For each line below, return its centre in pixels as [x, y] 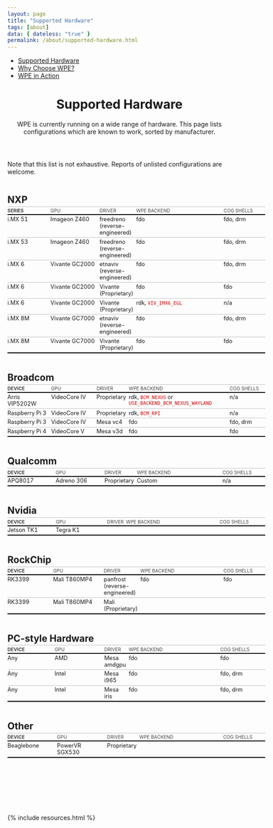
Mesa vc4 [109, 422]
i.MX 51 [18, 219]
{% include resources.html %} [52, 818]
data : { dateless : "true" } [49, 34]
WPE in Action [38, 76]
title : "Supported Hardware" [50, 21]
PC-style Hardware [51, 638]
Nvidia [22, 510]
